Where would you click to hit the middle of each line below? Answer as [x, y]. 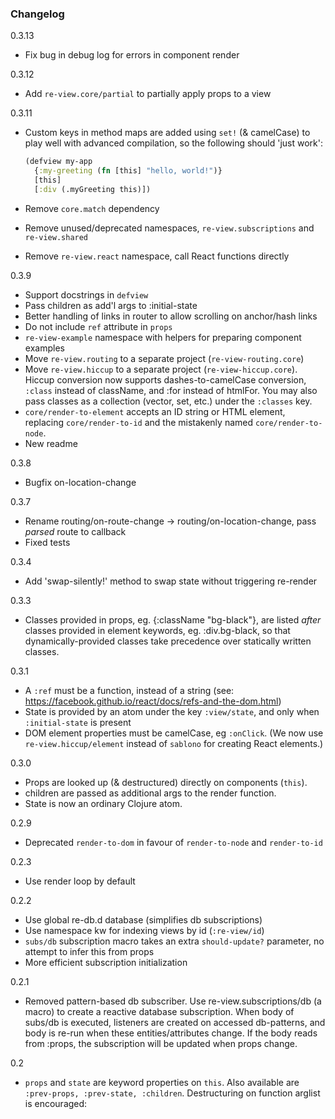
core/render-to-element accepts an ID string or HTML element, [155, 411]
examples [44, 348]
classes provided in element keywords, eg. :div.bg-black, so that [157, 630]
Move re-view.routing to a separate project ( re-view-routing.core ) [164, 358]
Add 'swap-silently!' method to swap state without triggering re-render [171, 581]
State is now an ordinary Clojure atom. [103, 803]
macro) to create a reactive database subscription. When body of [159, 1011]
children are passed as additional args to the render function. [150, 793]
